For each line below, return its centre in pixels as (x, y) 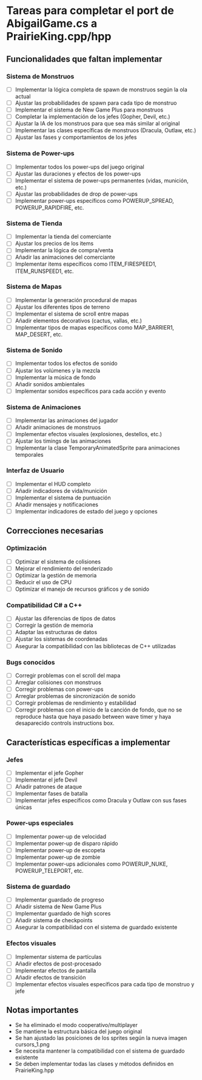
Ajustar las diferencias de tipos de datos (66, 618)
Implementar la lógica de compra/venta (64, 250)
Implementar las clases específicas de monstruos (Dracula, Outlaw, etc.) (106, 130)
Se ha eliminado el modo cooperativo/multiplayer (76, 1025)
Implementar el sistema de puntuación (63, 498)
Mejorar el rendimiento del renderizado (64, 568)
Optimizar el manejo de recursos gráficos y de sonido (82, 589)
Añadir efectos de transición (50, 977)
